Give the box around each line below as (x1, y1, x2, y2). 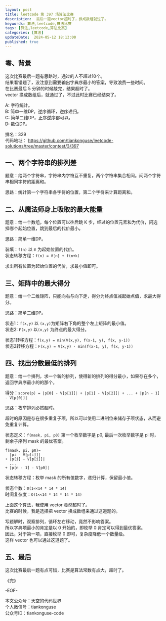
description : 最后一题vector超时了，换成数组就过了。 (5, 16, 109, 21)
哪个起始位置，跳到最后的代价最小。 (9, 226, 83, 232)
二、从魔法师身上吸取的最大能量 (5, 205, 103, 213)
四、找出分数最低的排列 (5, 359, 77, 368)
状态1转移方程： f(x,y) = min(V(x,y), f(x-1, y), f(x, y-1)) (5, 337, 130, 343)
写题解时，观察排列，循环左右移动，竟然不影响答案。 (5, 518, 114, 525)
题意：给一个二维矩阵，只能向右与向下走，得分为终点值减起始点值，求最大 (5, 293, 157, 299)
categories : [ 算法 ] (5, 30, 44, 35)
